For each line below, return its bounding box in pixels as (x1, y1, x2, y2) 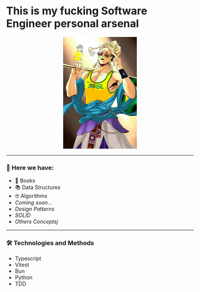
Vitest (14, 261, 30, 268)
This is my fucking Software (6, 4, 148, 18)
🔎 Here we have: (6, 163, 54, 172)
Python (14, 274, 33, 281)
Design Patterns (14, 206, 55, 213)
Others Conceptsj (14, 218, 58, 225)
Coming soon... (14, 199, 52, 206)
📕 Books (14, 177, 36, 184)
